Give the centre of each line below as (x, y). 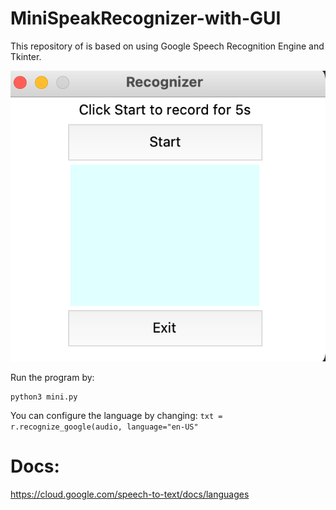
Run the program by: (52, 377)
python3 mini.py (44, 397)
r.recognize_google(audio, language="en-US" (104, 427)
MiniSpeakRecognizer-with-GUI (146, 18)
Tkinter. (26, 56)
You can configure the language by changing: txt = (116, 415)
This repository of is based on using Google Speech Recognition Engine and (167, 46)
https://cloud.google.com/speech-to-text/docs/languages (130, 494)
